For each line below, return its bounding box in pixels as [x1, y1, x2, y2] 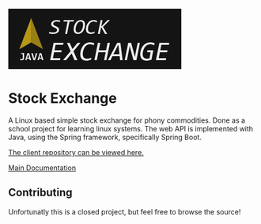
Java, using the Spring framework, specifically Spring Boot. [8, 132, 202, 142]
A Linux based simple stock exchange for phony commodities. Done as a [8, 116, 246, 125]
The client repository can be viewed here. [8, 147, 144, 157]
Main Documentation [8, 163, 77, 173]
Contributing [8, 186, 73, 199]
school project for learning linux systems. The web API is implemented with [8, 123, 254, 133]
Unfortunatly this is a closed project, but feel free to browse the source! [8, 207, 241, 216]
